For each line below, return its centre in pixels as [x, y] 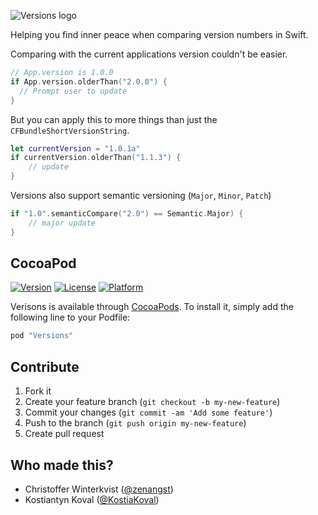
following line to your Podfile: [70, 317]
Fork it [38, 391]
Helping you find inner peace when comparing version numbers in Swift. [159, 34]
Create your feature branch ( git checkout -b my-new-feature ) [152, 402]
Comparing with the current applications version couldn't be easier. [149, 54]
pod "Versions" [42, 336]
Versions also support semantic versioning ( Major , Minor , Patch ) [141, 195]
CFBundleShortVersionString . [70, 130]
